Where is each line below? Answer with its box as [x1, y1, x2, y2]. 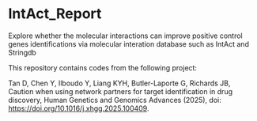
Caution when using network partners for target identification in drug [8, 86, 233, 96]
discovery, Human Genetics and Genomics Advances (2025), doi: [8, 95, 221, 104]
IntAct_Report [8, 5, 102, 23]
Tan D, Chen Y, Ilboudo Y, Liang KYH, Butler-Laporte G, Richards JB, [8, 78, 231, 88]
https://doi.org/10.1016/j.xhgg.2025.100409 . [8, 104, 149, 113]
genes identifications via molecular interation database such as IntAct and [8, 39, 249, 48]
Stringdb [8, 47, 37, 57]
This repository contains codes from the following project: [8, 62, 198, 72]
